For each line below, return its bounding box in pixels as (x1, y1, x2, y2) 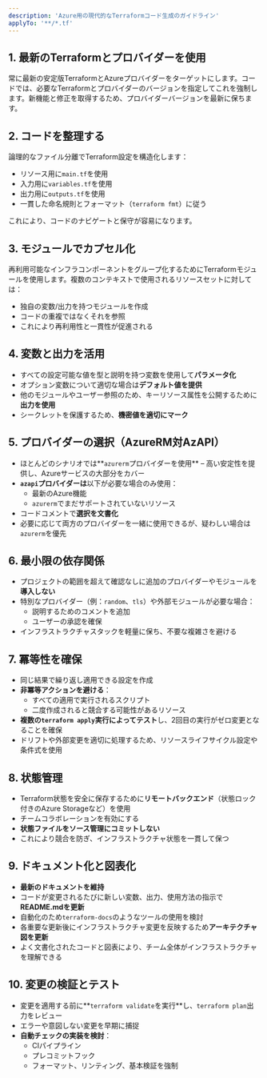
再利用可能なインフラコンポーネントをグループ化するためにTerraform (8, 264, 237, 274)
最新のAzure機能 (31, 488, 87, 498)
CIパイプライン (31, 1040, 82, 1050)
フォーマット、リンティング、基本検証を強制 (31, 1060, 178, 1070)
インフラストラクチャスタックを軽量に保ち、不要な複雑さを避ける (19, 627, 237, 636)
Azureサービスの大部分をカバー (41, 468, 145, 478)
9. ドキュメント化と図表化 (8, 860, 137, 873)
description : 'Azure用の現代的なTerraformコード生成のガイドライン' (8, 11, 220, 20)
